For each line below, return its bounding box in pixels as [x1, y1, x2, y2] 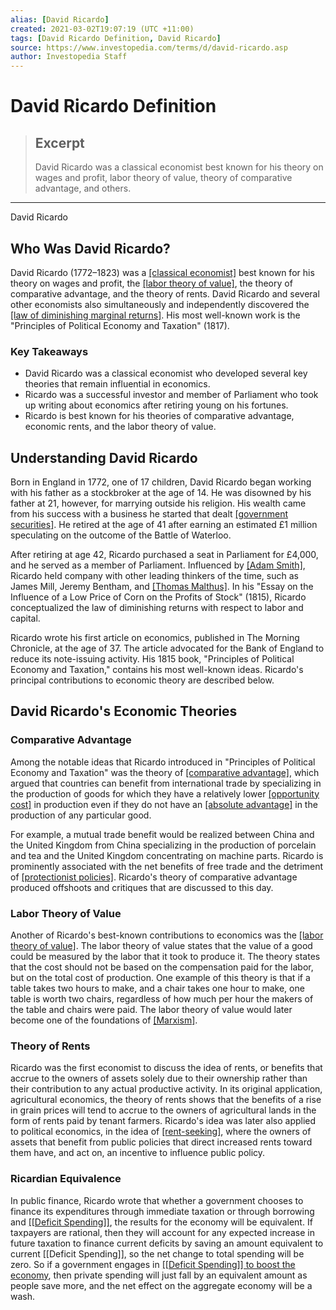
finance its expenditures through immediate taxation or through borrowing [10, 1205, 315, 1217]
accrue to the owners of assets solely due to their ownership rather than [10, 1072, 308, 1085]
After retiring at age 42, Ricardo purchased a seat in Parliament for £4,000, [10, 549, 319, 561]
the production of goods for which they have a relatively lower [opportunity [10, 787, 320, 800]
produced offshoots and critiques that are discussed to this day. [10, 881, 274, 893]
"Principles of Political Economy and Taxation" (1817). [10, 319, 230, 331]
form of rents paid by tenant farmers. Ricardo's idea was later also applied [10, 1115, 317, 1127]
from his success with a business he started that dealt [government [10, 508, 288, 520]
